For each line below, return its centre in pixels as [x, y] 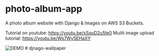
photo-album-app [44, 9]
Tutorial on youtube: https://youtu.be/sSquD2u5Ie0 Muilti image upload [80, 33]
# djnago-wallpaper [45, 48]
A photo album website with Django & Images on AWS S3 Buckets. [75, 23]
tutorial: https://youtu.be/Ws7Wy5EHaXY [48, 38]
